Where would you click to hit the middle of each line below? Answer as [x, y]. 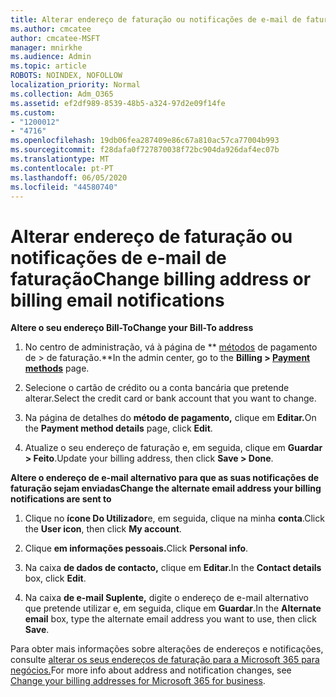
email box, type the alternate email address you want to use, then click [170, 619]
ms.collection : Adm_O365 [62, 94]
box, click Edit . [55, 578]
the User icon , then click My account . [103, 529]
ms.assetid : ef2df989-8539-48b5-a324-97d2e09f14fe [118, 103]
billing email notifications [117, 300]
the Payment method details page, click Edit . [118, 428]
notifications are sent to [61, 499]
